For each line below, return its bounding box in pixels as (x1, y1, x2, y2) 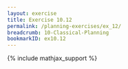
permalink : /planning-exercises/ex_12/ (7, 23, 122, 29)
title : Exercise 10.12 (7, 16, 72, 23)
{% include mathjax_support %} (7, 54, 98, 62)
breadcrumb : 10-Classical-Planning (7, 29, 109, 36)
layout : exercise (7, 10, 57, 17)
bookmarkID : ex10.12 (7, 36, 67, 42)
